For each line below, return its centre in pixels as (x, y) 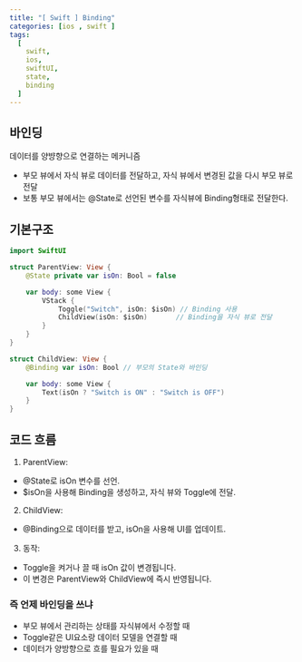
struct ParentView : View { (60, 268)
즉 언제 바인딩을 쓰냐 (51, 604)
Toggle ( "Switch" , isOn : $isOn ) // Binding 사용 (147, 309)
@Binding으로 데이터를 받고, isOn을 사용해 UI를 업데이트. (124, 529)
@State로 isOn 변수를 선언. (71, 481)
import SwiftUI (38, 251)
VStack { (58, 300)
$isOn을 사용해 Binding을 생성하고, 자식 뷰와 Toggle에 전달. (129, 492)
